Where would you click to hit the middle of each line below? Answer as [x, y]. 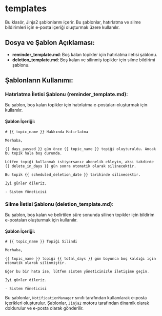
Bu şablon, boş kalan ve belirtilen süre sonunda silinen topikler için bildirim [80, 215]
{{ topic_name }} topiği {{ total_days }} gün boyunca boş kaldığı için [81, 259]
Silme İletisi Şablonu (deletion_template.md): [59, 204]
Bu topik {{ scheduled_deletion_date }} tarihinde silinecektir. [73, 174]
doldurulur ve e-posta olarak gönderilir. [44, 308]
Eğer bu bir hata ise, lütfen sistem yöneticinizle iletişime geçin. [77, 272]
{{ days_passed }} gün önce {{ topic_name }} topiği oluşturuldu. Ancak [81, 149]
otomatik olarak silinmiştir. [36, 263]
